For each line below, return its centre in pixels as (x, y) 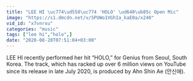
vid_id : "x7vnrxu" (30, 23)
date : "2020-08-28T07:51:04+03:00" (52, 40)
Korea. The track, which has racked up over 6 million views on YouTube (96, 64)
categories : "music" (33, 29)
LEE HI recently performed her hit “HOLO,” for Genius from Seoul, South (97, 58)
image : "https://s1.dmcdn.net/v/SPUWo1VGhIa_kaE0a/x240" (80, 18)
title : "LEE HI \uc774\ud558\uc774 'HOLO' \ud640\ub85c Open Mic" (93, 12)
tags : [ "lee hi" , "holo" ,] (39, 35)
